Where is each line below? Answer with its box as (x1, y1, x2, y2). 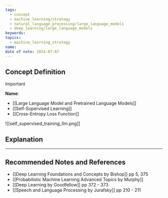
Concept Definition (5, 67, 66, 76)
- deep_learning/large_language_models (9, 26, 93, 31)
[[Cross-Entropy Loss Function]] (12, 111, 79, 117)
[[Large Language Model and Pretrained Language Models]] (12, 100, 136, 106)
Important (5, 81, 25, 87)
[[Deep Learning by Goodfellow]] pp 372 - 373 (12, 181, 108, 187)
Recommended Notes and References (5, 158, 126, 166)
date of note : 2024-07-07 (5, 49, 59, 54)
